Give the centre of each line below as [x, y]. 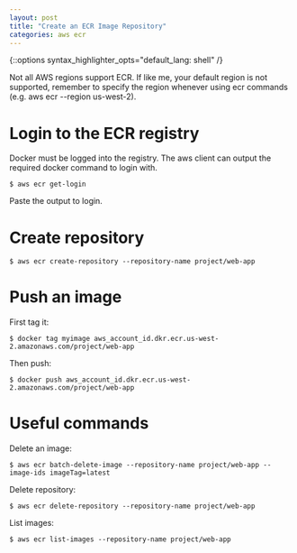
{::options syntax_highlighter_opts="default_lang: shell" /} [116, 60]
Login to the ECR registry [104, 133]
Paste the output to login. [56, 201]
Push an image [66, 297]
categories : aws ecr [48, 34]
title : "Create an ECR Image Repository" [88, 26]
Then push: [31, 364]
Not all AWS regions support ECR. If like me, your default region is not [139, 78]
